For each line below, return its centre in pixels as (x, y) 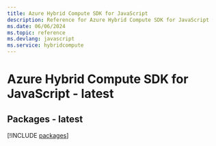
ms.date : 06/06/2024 (37, 26)
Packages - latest (45, 119)
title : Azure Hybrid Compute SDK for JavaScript (78, 13)
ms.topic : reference (37, 33)
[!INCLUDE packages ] (38, 135)
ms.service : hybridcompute (45, 45)
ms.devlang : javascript (41, 39)
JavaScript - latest (60, 94)
